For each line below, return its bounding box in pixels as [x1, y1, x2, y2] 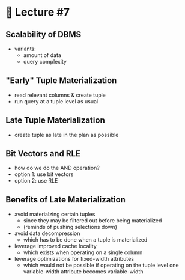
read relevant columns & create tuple [14, 91, 106, 99]
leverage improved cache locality [14, 243, 97, 250]
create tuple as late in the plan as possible [14, 131, 119, 138]
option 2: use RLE [14, 177, 58, 184]
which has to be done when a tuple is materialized [23, 236, 148, 243]
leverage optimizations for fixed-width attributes [14, 255, 135, 263]
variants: [14, 45, 37, 52]
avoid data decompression [14, 230, 80, 237]
